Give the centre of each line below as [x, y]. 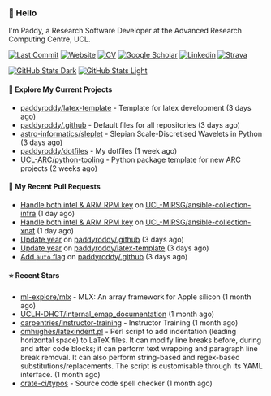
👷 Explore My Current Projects [60, 89]
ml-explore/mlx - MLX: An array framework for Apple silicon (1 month [135, 297]
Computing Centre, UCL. [49, 39]
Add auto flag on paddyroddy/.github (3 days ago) [104, 256]
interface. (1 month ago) [60, 374]
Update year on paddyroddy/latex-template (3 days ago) [114, 248]
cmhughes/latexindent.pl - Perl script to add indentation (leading [128, 331]
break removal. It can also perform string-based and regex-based [130, 357]
